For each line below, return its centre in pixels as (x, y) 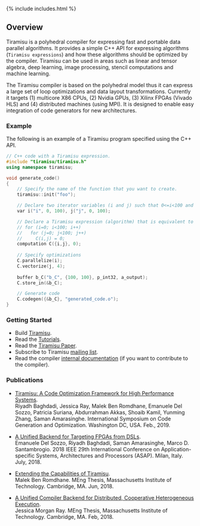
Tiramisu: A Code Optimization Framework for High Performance (94, 393)
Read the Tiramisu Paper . (46, 346)
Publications (25, 380)
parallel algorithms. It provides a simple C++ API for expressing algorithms (98, 48)
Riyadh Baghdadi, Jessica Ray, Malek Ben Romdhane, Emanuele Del (99, 406)
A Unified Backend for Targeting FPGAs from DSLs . (78, 436)
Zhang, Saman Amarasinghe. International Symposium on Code (93, 419)
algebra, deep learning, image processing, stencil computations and (90, 67)
